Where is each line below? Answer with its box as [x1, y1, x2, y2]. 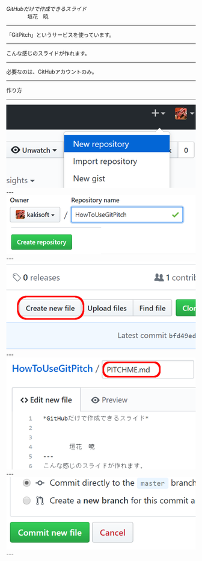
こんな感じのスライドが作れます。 [6, 50, 90, 57]
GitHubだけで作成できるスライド [6, 5, 87, 12]
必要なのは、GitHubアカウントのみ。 [6, 68, 97, 75]
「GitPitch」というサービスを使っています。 [6, 31, 115, 38]
